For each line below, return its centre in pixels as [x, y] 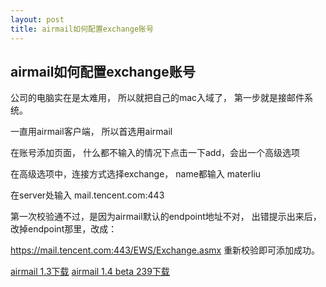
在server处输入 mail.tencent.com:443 [87, 195]
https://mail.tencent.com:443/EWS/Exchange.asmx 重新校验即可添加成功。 [165, 250]
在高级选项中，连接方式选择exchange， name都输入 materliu [136, 174]
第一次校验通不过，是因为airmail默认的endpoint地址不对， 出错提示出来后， [166, 217]
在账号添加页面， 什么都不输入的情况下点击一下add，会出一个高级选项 [155, 153]
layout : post [37, 19]
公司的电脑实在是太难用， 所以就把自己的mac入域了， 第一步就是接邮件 [157, 98]
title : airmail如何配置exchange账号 [82, 29]
